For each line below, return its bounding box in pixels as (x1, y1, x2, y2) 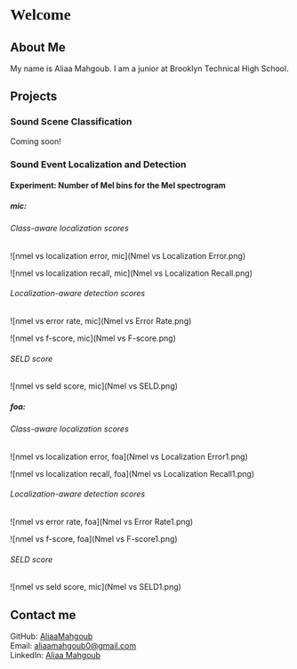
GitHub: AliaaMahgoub (10, 631, 93, 641)
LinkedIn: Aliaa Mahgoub (10, 649, 101, 660)
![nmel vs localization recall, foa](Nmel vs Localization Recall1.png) (10, 468, 255, 479)
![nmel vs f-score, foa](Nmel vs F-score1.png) (10, 533, 178, 544)
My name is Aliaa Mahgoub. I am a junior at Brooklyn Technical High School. (10, 63, 289, 74)
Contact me (10, 607, 76, 623)
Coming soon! (10, 135, 61, 147)
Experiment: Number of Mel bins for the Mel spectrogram (10, 180, 226, 191)
